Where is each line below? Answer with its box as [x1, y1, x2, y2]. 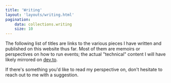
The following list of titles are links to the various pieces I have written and [5, 40, 162, 46]
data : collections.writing [14, 21, 72, 27]
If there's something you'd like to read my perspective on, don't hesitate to [5, 67, 163, 73]
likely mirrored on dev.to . [5, 57, 58, 63]
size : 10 [14, 26, 33, 32]
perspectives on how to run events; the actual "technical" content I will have [5, 51, 166, 58]
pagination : [5, 17, 31, 22]
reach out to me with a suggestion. [5, 72, 79, 78]
